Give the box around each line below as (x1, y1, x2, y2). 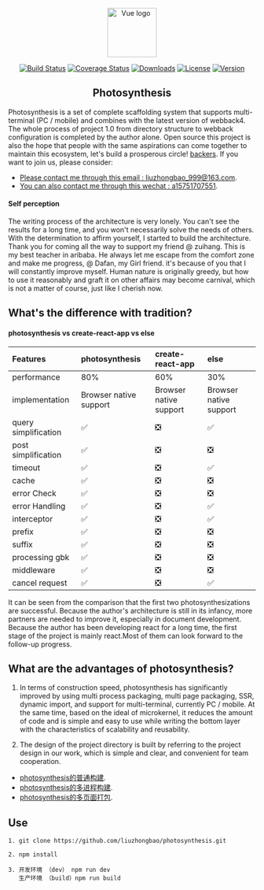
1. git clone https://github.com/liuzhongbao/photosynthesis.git (8, 837, 226, 845)
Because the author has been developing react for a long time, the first (8, 622, 237, 632)
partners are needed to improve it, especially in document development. (8, 614, 242, 624)
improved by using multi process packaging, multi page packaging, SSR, (19, 692, 255, 701)
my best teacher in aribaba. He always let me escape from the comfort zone (8, 250, 255, 260)
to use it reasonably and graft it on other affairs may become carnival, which (8, 276, 255, 285)
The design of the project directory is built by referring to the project (19, 740, 241, 750)
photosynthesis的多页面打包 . (19, 792, 113, 803)
